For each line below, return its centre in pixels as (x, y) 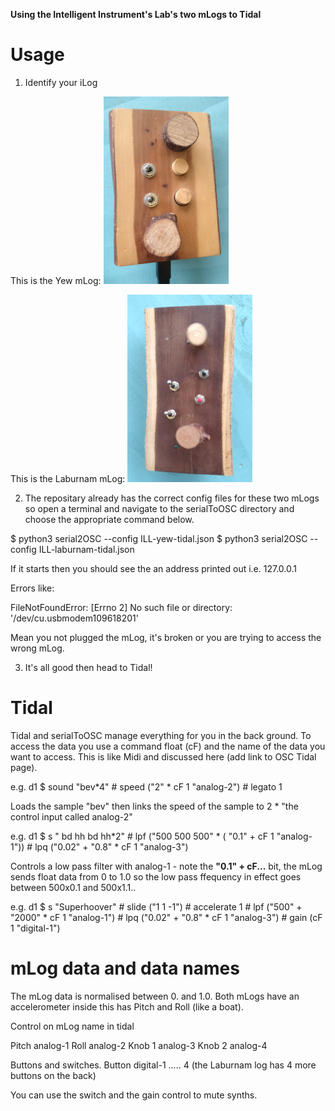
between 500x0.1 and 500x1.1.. (73, 887)
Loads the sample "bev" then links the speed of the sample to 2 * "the (154, 806)
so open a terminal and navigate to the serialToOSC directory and (159, 508)
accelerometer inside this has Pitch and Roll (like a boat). (127, 1006)
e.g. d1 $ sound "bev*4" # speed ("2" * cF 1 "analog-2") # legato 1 (146, 786)
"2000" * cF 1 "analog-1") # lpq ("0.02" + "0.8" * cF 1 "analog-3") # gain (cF (166, 917)
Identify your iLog (61, 82)
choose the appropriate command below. (109, 519)
